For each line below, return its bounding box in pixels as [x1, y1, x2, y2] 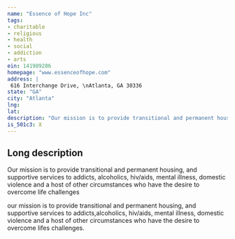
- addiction [7, 50, 42, 57]
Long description [7, 146, 83, 158]
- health [7, 36, 33, 43]
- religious [7, 29, 42, 37]
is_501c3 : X [7, 121, 42, 128]
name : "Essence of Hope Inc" [7, 10, 92, 18]
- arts [7, 56, 27, 63]
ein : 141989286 [7, 62, 52, 69]
